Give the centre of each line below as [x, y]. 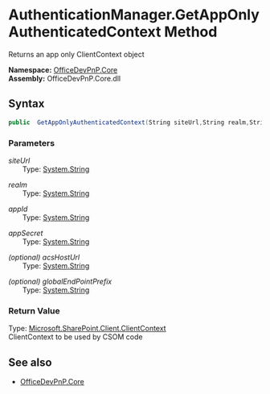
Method [191, 32]
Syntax [27, 104]
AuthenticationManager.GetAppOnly [134, 15]
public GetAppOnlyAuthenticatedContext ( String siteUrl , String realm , [129, 122]
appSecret [26, 233]
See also [30, 362]
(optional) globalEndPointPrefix [60, 281]
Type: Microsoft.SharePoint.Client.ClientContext [87, 329]
